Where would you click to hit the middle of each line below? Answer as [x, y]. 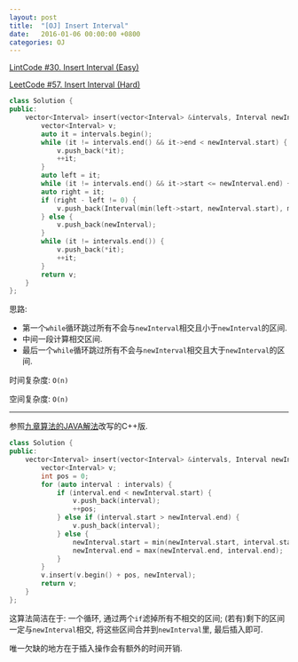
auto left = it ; [71, 175]
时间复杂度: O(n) [39, 380]
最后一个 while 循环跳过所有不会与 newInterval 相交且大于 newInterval [146, 350]
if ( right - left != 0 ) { [89, 200]
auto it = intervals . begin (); [97, 134]
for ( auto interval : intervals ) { [107, 484]
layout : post [33, 17]
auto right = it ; [73, 192]
